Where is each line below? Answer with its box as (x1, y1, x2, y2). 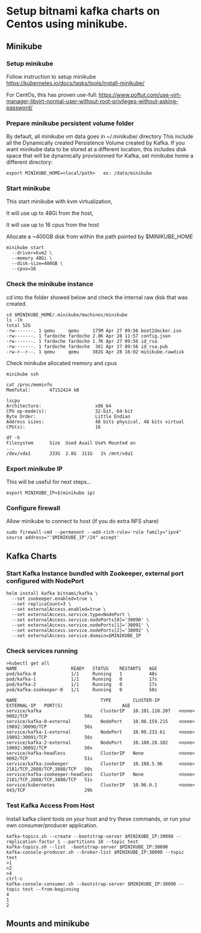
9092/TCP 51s (6, 756, 93, 762)
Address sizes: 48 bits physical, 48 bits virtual (6, 418, 185, 424)
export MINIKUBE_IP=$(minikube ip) (6, 490, 96, 496)
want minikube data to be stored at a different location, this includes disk (6, 146, 187, 153)
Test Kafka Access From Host (6, 801, 94, 810)
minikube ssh (6, 371, 39, 377)
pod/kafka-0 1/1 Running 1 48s (6, 671, 158, 677)
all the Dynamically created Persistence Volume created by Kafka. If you (6, 139, 185, 146)
